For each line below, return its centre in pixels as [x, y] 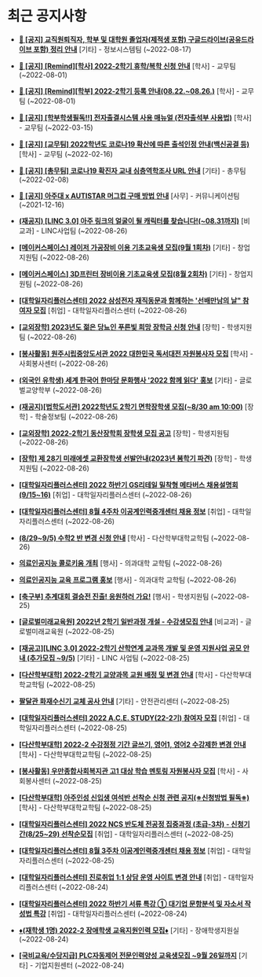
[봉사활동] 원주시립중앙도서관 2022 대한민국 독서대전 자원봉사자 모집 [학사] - [136, 353]
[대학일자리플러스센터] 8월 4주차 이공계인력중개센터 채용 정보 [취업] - [124, 511]
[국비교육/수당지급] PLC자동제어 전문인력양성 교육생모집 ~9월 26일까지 [127, 955]
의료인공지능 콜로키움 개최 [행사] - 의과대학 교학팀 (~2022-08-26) [120, 562]
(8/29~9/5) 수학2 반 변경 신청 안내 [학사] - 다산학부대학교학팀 [114, 538]
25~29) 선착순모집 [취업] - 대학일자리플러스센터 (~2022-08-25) [135, 834]
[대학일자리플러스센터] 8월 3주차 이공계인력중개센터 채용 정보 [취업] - [124, 850]
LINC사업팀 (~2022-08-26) [84, 230]
